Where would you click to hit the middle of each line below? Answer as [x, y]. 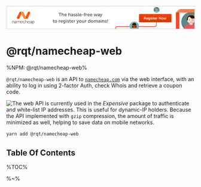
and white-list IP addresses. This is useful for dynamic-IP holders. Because [99, 110]
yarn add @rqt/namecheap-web [42, 134]
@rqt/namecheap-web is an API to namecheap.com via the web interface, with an [100, 79]
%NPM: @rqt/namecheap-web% [47, 68]
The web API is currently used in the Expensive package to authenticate [101, 104]
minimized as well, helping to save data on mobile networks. [80, 123]
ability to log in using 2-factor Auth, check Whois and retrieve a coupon [94, 86]
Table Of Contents [41, 153]
